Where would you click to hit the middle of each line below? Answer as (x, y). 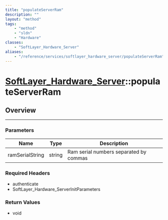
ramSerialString (26, 155)
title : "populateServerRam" (34, 10)
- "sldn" (23, 33)
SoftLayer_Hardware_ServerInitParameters (56, 189)
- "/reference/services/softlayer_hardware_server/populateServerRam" (89, 56)
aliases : (14, 52)
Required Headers (27, 173)
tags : (11, 24)
